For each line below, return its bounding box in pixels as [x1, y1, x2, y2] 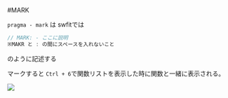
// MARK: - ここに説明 [7, 34, 69, 41]
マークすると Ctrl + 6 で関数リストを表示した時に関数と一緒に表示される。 [7, 69, 225, 78]
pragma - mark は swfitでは [7, 20, 84, 29]
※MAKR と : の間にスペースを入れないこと [7, 41, 115, 48]
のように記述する [7, 54, 57, 62]
